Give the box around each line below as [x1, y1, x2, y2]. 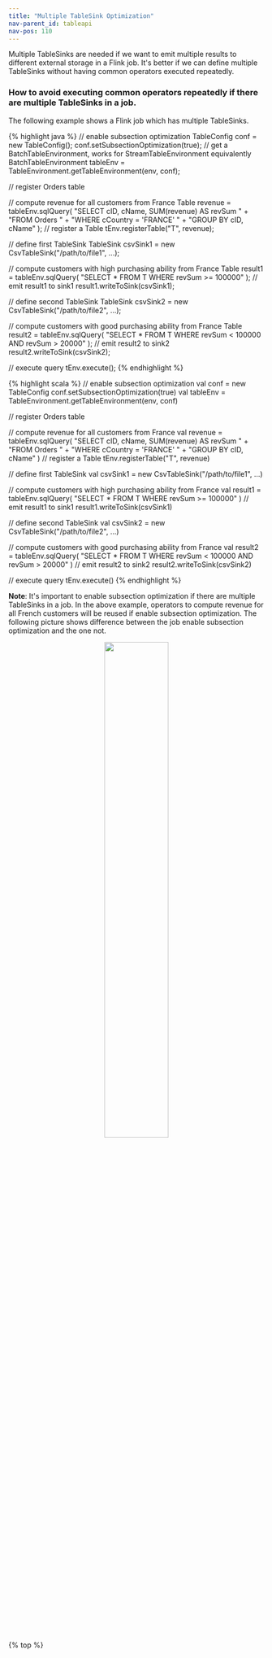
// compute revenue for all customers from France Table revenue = [8, 197, 231, 207]
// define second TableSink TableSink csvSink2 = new [8, 296, 188, 306]
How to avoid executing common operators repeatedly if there [8, 87, 258, 98]
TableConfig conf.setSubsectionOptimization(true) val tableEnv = [8, 387, 226, 397]
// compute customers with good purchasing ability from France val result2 [8, 542, 259, 552]
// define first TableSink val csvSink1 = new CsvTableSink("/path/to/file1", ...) [8, 469, 263, 478]
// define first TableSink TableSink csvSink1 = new [8, 239, 176, 249]
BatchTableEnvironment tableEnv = [8, 157, 126, 167]
